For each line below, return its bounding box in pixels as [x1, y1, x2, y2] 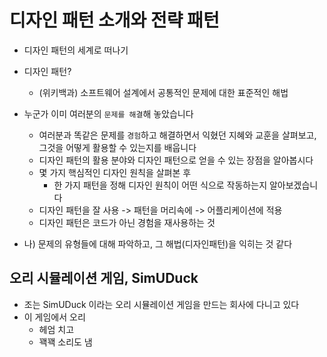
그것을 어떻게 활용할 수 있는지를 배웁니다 [38, 141, 197, 153]
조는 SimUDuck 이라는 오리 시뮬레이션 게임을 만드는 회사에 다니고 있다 [23, 298, 300, 310]
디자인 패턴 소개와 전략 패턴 [9, 9, 220, 32]
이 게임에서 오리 [23, 311, 86, 323]
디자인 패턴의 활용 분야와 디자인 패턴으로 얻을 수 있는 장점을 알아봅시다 [38, 154, 314, 166]
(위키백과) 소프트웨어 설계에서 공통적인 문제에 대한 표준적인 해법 [38, 86, 289, 98]
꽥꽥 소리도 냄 [38, 336, 93, 348]
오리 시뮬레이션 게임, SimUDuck [9, 270, 199, 287]
